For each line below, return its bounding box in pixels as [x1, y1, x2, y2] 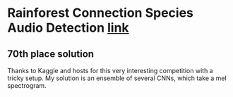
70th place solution [7, 48, 94, 60]
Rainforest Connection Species [7, 5, 194, 21]
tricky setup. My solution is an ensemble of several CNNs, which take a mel [7, 74, 227, 82]
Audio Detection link [7, 20, 129, 36]
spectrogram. [7, 82, 47, 89]
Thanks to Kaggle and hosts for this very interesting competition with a [7, 67, 213, 75]
